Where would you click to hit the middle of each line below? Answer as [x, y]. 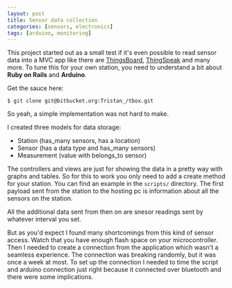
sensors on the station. [40, 198]
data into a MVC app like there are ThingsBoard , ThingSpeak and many [109, 60]
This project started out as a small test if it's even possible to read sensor [112, 53]
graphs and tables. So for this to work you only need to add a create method [116, 176]
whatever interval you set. [44, 219]
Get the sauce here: [35, 88]
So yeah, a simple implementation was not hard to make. [88, 114]
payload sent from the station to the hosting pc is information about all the [113, 191]
